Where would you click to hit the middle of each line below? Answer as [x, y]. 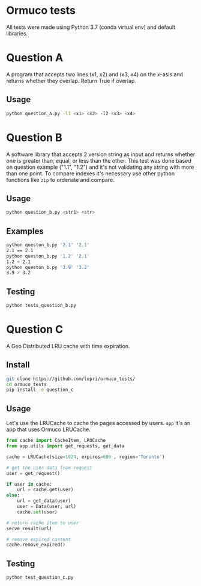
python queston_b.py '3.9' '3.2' [48, 267]
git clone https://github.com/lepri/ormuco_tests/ [71, 379]
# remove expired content [38, 539]
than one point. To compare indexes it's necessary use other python [91, 173]
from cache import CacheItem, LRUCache [56, 441]
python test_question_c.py [40, 578]
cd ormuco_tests [26, 384]
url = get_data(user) [44, 501]
